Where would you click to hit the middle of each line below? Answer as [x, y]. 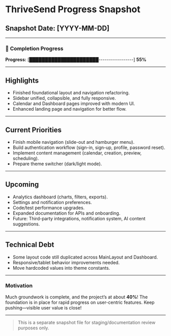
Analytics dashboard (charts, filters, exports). [60, 197]
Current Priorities [34, 130]
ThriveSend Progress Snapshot [73, 9]
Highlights [22, 80]
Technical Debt [30, 245]
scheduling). [26, 158]
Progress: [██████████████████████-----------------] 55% [76, 60]
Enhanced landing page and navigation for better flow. [69, 109]
